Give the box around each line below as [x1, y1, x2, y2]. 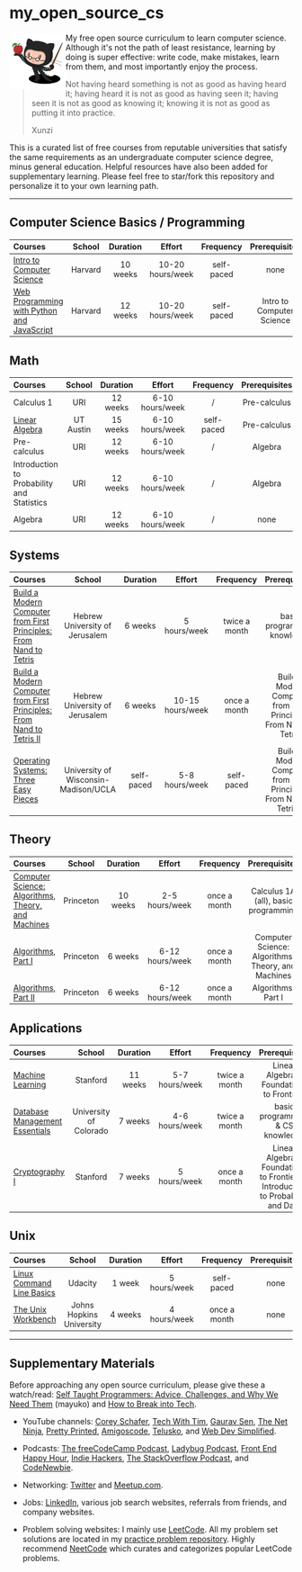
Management [13, 1115, 63, 1127]
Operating [13, 755, 51, 767]
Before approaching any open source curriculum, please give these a [9, 1379, 266, 1390]
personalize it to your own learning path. [9, 180, 159, 191]
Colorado [74, 1125, 109, 1136]
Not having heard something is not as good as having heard [66, 78, 287, 89]
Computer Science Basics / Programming [9, 215, 245, 230]
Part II [13, 992, 36, 1002]
